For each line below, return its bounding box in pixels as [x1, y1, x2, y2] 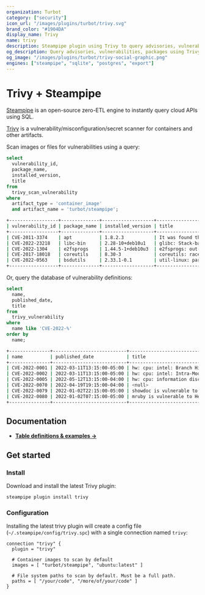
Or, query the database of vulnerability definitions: [6, 274, 133, 281]
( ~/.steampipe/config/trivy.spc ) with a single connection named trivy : [6, 529, 188, 536]
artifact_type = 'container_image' [12, 201, 103, 207]
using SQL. [6, 113, 34, 120]
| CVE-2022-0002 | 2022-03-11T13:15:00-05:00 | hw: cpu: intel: [6, 371, 173, 377]
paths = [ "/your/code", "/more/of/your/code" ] [12, 578, 138, 585]
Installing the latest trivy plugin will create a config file [6, 522, 142, 530]
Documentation [6, 416, 67, 426]
